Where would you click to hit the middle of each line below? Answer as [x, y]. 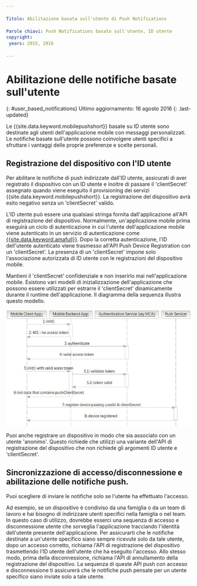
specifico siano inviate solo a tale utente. [55, 576]
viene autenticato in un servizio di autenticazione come [73, 233]
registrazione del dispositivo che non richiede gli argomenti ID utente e [92, 447]
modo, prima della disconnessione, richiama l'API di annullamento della [92, 558]
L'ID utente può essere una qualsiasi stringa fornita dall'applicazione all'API [97, 214]
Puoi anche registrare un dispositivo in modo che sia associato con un [91, 435]
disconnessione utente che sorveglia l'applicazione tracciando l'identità [93, 526]
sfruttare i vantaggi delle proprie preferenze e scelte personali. [82, 145]
